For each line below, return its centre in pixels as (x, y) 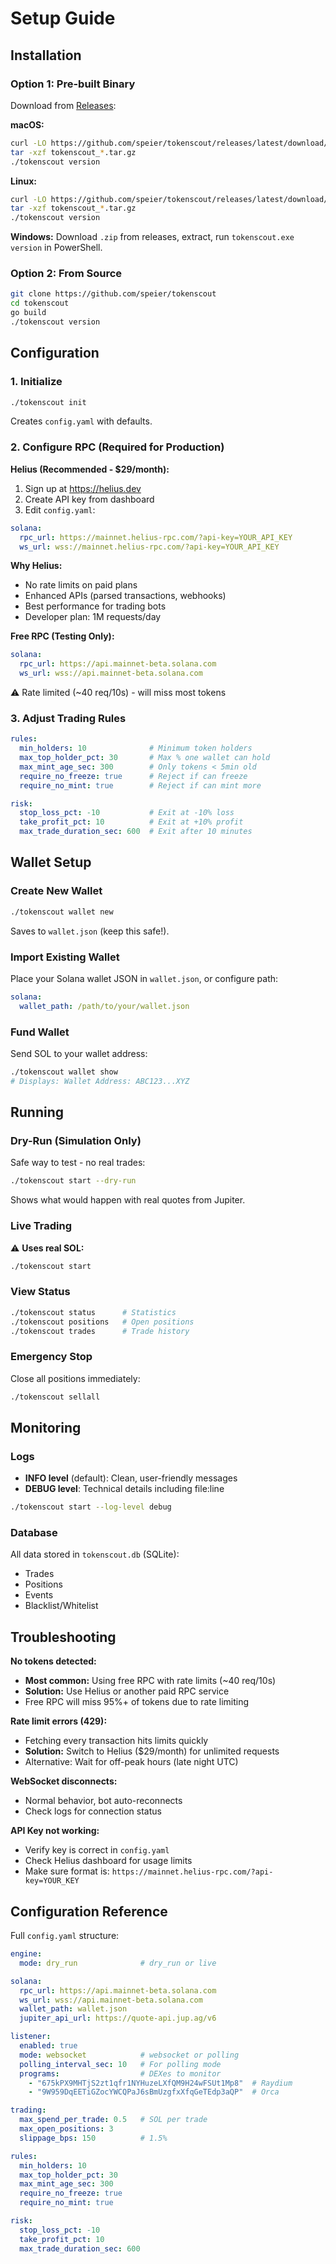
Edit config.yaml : (60, 509)
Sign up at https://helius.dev (83, 488)
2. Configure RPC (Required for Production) (117, 447)
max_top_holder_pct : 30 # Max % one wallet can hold (145, 758)
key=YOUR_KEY (52, 1881)
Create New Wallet (56, 891)
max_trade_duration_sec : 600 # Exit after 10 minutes (136, 832)
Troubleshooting (63, 1637)
